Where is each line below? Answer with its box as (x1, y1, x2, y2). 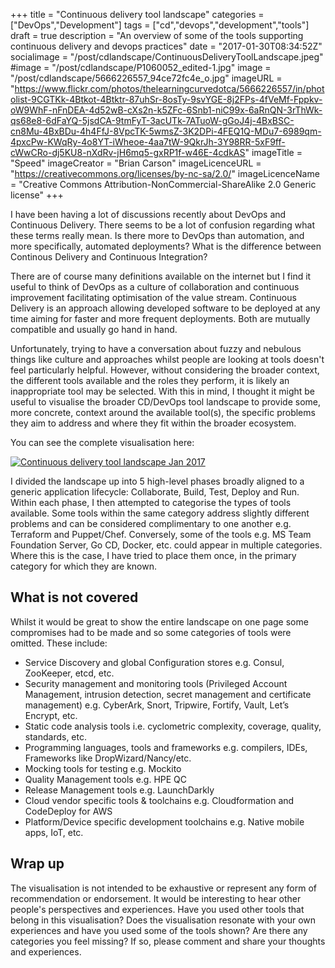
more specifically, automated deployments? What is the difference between (10, 240, 322, 252)
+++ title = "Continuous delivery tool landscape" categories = (10, 9, 265, 20)
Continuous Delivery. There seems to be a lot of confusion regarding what (10, 219, 316, 231)
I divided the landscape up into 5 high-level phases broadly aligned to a (10, 475, 305, 487)
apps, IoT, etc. (24, 826, 84, 838)
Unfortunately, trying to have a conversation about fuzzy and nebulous (10, 343, 302, 354)
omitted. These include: (10, 637, 108, 649)
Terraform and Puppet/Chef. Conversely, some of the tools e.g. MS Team (10, 529, 312, 540)
